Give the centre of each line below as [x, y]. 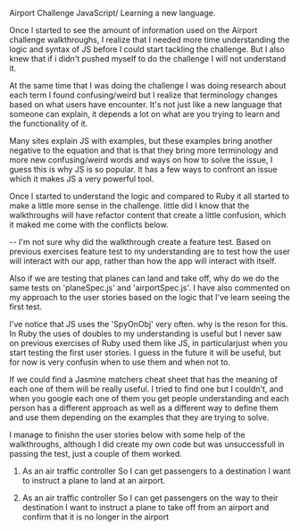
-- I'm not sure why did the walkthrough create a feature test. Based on [140, 242]
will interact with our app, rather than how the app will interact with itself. [143, 261]
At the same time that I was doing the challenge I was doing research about [148, 85]
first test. [26, 307]
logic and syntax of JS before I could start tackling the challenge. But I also [147, 49]
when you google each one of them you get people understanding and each [149, 398]
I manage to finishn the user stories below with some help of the [127, 434]
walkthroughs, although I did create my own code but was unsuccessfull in [147, 444]
